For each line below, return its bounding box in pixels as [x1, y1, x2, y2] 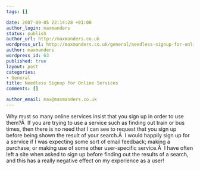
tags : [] [6, 8, 28, 15]
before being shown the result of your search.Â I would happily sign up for [6, 131, 190, 138]
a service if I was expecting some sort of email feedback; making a [6, 138, 171, 145]
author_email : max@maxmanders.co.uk [6, 96, 97, 103]
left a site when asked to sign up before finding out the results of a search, [6, 150, 189, 158]
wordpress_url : [6, 42, 44, 48]
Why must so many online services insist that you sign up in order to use [6, 112, 185, 119]
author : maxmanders [6, 47, 55, 53]
